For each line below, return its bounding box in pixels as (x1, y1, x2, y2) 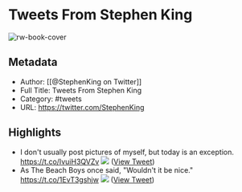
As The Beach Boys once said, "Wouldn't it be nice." (19, 165, 194, 174)
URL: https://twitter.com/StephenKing (19, 102, 145, 112)
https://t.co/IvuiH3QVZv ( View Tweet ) (19, 157, 155, 166)
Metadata (8, 55, 58, 69)
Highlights (8, 126, 62, 140)
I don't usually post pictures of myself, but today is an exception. (19, 147, 235, 157)
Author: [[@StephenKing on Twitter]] (19, 76, 142, 86)
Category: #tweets (19, 94, 82, 104)
